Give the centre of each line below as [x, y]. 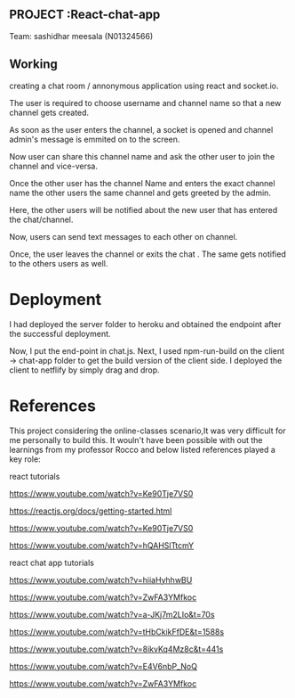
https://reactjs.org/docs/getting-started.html [91, 511]
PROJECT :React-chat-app [85, 15]
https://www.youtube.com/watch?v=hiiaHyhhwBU [101, 579]
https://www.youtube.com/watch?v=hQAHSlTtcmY [101, 545]
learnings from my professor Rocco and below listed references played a [142, 449]
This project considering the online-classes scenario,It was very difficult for [147, 431]
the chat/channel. [41, 219]
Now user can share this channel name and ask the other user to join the [142, 156]
